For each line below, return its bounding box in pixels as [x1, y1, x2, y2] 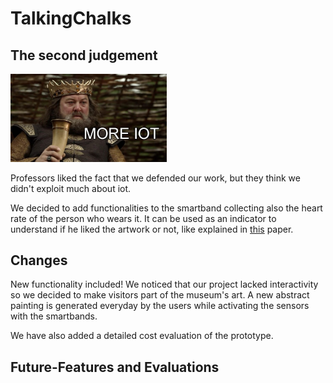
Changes [10, 252, 68, 269]
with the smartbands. [10, 310, 98, 322]
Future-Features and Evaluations [10, 358, 220, 376]
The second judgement [10, 47, 158, 64]
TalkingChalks [10, 7, 132, 30]
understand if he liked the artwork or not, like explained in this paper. [10, 223, 294, 235]
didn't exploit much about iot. [10, 182, 132, 194]
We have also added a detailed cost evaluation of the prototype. [10, 330, 274, 342]
